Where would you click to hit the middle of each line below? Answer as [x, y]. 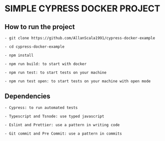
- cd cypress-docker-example [35, 47]
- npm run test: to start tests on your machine [56, 72]
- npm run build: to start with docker [46, 64]
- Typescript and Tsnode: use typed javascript [55, 116]
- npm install [19, 55]
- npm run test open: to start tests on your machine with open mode [78, 81]
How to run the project [40, 27]
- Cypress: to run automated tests [41, 107]
